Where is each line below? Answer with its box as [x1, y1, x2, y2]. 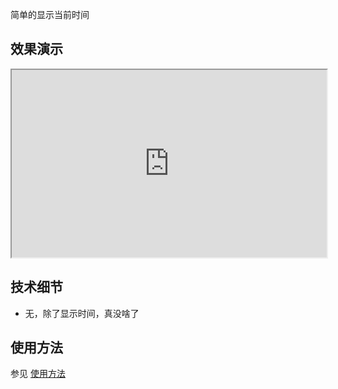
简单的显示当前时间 [10, 9, 90, 20]
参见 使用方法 [10, 368, 66, 380]
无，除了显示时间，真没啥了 [24, 307, 140, 319]
